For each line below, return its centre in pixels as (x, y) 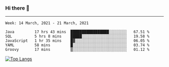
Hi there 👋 (18, 8)
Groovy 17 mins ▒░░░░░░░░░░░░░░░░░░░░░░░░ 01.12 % (77, 50)
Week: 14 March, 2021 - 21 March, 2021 (47, 23)
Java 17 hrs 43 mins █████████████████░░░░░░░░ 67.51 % (77, 32)
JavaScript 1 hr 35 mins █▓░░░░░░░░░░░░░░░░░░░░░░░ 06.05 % (77, 41)
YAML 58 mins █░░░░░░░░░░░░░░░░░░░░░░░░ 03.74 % (77, 45)
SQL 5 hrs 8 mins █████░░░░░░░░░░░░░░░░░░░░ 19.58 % (77, 37)
